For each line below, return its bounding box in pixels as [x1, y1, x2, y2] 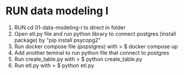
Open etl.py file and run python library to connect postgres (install [14, 30, 176, 37]
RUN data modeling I [5, 4, 108, 18]
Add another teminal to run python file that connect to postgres [14, 49, 170, 56]
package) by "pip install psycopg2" [14, 36, 101, 43]
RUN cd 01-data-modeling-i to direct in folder [14, 24, 126, 31]
